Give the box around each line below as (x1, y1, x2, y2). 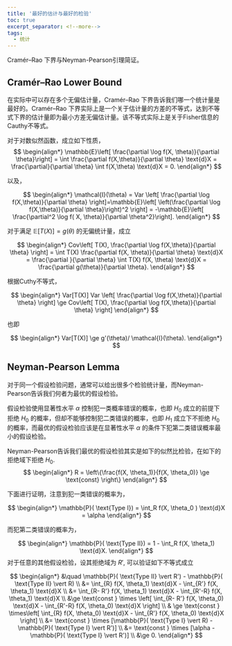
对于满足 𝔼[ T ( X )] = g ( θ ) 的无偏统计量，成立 (7, 227, 132, 235)
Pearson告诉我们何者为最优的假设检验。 (7, 389, 123, 397)
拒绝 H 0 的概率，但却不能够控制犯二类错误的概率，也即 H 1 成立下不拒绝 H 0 (7, 414, 220, 424)
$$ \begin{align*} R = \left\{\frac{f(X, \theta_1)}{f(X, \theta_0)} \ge (23, 469, 210, 477)
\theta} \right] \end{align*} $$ (73, 306, 159, 314)
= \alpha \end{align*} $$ (81, 511, 152, 520)
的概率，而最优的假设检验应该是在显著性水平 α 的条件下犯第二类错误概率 (7, 424, 215, 432)
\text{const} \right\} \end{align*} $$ (65, 475, 168, 484)
